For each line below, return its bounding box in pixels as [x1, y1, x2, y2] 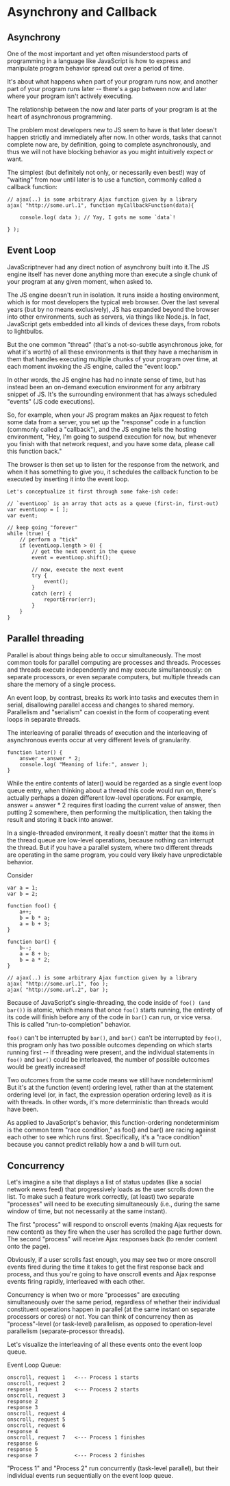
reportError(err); [43, 596, 97, 603]
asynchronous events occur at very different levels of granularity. [7, 735, 192, 744]
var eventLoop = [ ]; [7, 506, 69, 513]
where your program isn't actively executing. [7, 92, 133, 100]
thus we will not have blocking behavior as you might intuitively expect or [7, 148, 214, 156]
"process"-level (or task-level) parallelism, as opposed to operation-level [7, 1320, 212, 1328]
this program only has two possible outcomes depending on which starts [7, 1040, 213, 1049]
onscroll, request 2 [7, 1380, 66, 1387]
